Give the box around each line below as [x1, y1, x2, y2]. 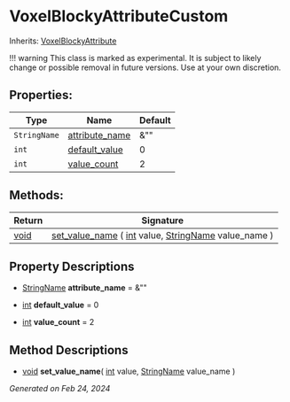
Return [13, 214, 43, 227]
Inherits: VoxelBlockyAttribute [9, 35, 117, 46]
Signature [141, 214, 184, 227]
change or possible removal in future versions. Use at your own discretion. [9, 62, 282, 73]
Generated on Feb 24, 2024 [9, 383, 111, 394]
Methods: [9, 188, 64, 203]
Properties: [9, 88, 73, 103]
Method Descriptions [9, 343, 129, 358]
